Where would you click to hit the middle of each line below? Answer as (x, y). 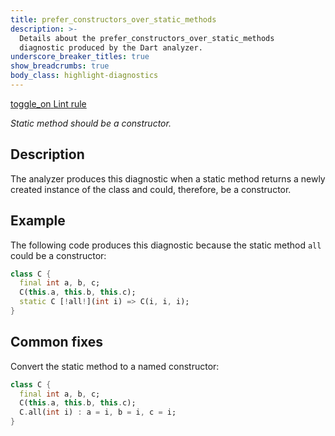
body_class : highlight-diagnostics (84, 76)
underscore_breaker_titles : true (80, 57)
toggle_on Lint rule (48, 103)
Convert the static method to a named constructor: (115, 366)
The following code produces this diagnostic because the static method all (166, 245)
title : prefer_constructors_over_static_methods (113, 19)
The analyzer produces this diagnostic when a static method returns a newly (168, 178)
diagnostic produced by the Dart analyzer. (111, 47)
